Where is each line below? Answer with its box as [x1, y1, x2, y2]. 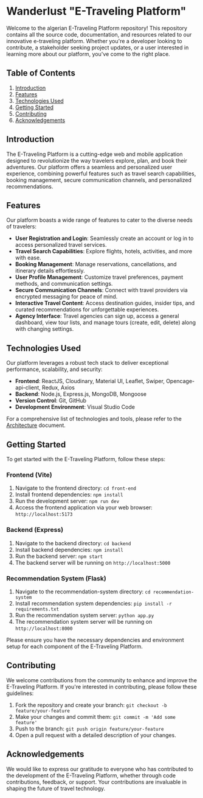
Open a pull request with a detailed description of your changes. [15, 731, 176, 738]
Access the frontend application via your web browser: [15, 504, 153, 511]
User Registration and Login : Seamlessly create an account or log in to [15, 235, 194, 242]
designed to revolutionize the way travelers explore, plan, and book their [6, 157, 187, 164]
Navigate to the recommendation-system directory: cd [15, 588, 151, 595]
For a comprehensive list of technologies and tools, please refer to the [6, 415, 182, 423]
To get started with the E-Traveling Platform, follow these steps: [6, 456, 166, 462]
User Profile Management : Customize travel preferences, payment [15, 274, 184, 281]
